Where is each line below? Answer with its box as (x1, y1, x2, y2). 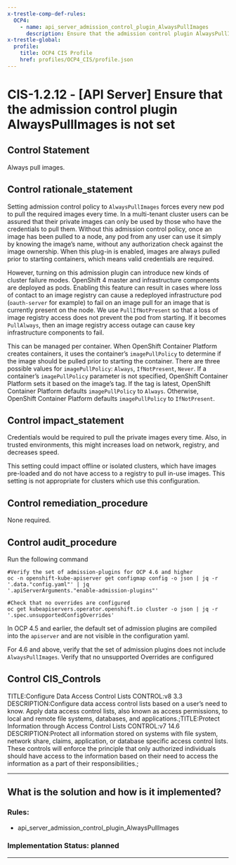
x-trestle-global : (7, 37, 61, 44)
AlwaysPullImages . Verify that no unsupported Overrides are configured (7, 653, 214, 661)
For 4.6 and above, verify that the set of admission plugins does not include (7, 645, 226, 654)
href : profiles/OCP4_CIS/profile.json (20, 56, 133, 63)
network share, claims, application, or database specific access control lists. (7, 737, 228, 745)
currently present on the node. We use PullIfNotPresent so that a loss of (7, 306, 219, 314)
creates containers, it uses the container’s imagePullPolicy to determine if (7, 349, 221, 358)
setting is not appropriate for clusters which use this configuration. (7, 477, 200, 485)
